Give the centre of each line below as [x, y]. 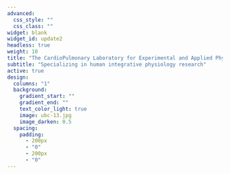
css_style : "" [33, 20]
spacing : [26, 128]
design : [18, 77]
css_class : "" [33, 26]
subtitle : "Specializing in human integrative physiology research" [107, 64]
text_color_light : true [53, 109]
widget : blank [27, 33]
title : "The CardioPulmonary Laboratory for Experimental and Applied [110, 58]
